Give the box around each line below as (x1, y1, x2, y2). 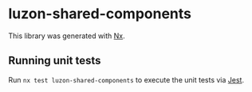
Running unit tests (8, 54, 101, 67)
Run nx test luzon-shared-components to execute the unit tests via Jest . (8, 75, 245, 84)
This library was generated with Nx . (8, 31, 125, 40)
